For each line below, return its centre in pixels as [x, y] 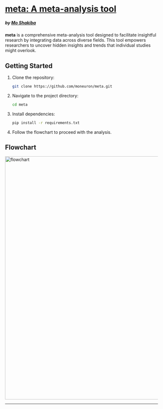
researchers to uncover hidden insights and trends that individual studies [78, 45]
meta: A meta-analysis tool [61, 9]
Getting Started [29, 66]
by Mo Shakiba [21, 22]
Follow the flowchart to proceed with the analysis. [62, 132]
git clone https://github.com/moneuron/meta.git [62, 86]
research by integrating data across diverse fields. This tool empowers [76, 40]
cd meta [20, 105]
